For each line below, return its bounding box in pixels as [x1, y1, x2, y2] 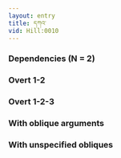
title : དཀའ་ [8, 19, 46, 27]
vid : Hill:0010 [8, 26, 59, 34]
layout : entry [8, 11, 56, 20]
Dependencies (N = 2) [8, 53, 95, 64]
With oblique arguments [8, 118, 105, 129]
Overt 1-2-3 [8, 96, 54, 107]
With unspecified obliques [8, 139, 114, 150]
